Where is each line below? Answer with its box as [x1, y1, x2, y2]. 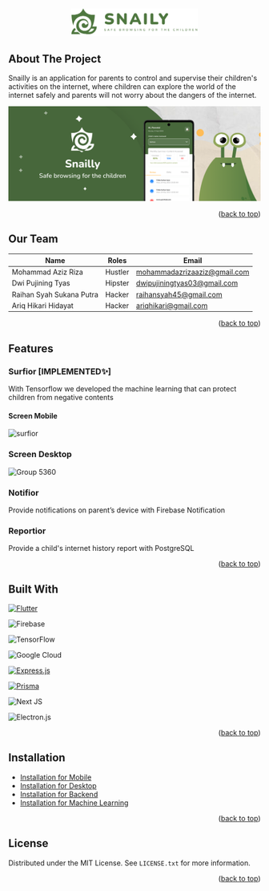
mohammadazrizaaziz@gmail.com [135, 267, 250, 277]
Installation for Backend [19, 789, 98, 799]
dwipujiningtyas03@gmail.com [135, 278, 239, 288]
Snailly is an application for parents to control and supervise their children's [8, 73, 258, 83]
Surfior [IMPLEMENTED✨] [8, 366, 112, 377]
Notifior [8, 487, 39, 498]
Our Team [8, 233, 58, 246]
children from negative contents [8, 393, 114, 403]
